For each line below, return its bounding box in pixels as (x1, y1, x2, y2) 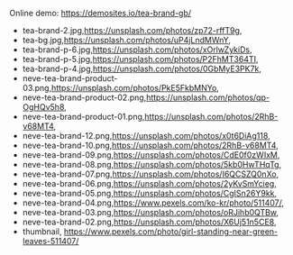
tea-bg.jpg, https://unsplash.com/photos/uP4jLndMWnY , (22, 35, 232, 45)
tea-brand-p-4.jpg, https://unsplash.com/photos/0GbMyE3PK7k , (22, 63, 261, 74)
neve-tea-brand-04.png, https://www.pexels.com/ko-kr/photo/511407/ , (22, 197, 285, 208)
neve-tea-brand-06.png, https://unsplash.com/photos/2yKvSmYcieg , (22, 178, 277, 188)
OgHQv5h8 (22, 102, 65, 112)
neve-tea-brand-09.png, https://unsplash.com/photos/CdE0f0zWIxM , (22, 150, 280, 160)
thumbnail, (22, 226, 62, 237)
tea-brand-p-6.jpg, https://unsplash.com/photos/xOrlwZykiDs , (22, 44, 252, 55)
